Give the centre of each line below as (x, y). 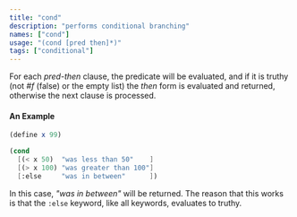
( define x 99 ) (36, 135)
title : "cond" (36, 17)
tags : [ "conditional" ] (51, 51)
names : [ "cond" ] (39, 34)
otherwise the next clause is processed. (83, 96)
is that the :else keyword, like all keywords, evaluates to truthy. (126, 203)
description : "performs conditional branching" (100, 26)
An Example (32, 116)
